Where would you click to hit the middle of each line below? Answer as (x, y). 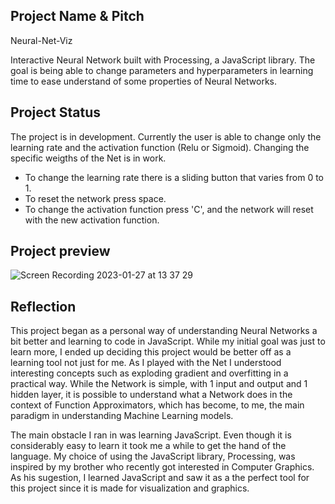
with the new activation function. (92, 220)
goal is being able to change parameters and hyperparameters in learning (162, 70)
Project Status (56, 112)
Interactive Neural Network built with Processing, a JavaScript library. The (163, 60)
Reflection (43, 306)
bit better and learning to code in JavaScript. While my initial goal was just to (168, 341)
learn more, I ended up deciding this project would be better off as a (151, 352)
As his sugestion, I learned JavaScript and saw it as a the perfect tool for (160, 478)
